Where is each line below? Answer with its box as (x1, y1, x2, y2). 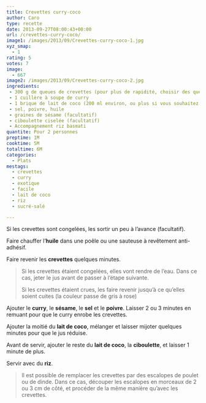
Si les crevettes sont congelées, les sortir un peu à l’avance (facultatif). (6, 225, 186, 233)
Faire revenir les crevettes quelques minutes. (6, 256, 121, 263)
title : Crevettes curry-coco (6, 9, 81, 15)
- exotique (12, 181, 40, 187)
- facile (12, 186, 34, 192)
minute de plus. (6, 348, 46, 355)
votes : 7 (6, 60, 29, 66)
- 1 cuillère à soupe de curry (9, 95, 89, 101)
